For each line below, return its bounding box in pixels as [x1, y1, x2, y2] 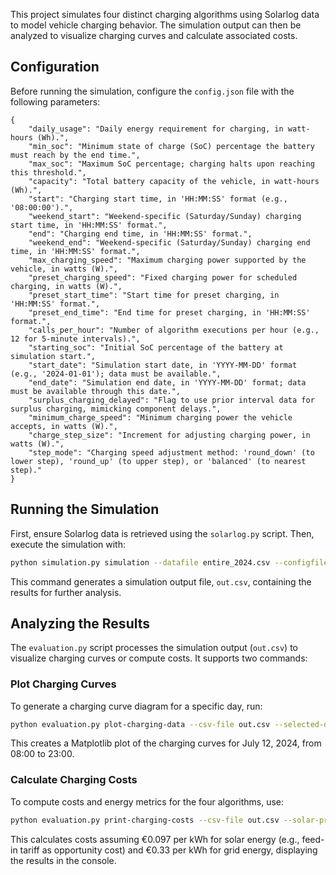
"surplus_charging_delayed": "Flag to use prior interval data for [28, 395, 315, 405]
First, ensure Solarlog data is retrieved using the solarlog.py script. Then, [10, 527, 315, 539]
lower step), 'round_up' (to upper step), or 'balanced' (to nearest [10, 456, 307, 466]
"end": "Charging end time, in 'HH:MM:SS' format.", [28, 229, 253, 239]
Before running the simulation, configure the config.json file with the [10, 85, 295, 97]
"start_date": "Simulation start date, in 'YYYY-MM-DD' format [28, 360, 298, 370]
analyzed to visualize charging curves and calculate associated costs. [10, 30, 298, 41]
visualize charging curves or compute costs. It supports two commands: [10, 652, 308, 664]
